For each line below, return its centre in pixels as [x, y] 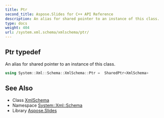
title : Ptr [16, 10]
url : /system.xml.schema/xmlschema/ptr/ [47, 32]
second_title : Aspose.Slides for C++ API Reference [59, 14]
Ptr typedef [23, 52]
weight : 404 [17, 28]
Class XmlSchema [31, 100]
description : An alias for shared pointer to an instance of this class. [82, 19]
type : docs [16, 23]
